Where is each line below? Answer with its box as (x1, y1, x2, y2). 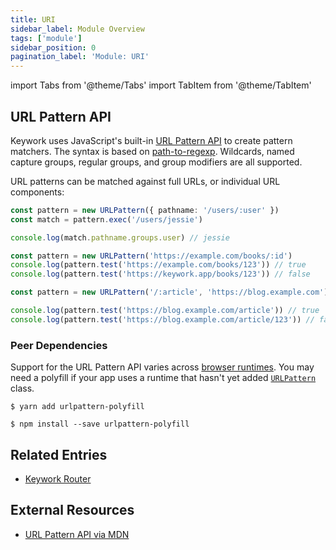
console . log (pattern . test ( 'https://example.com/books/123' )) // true (10, 260, 307, 270)
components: (10, 186, 65, 198)
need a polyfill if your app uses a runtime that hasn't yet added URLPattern (10, 372, 317, 384)
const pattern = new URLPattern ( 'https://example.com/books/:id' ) (10, 251, 293, 261)
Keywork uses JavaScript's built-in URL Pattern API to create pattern (10, 134, 293, 146)
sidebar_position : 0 (10, 42, 97, 53)
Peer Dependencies (10, 338, 108, 352)
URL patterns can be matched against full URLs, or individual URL (10, 175, 281, 187)
